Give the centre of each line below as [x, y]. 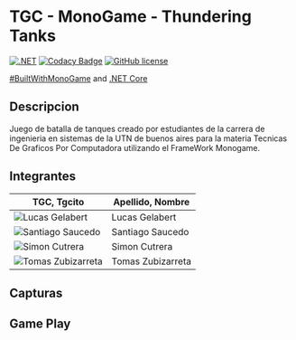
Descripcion [44, 107]
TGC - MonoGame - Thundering [131, 17]
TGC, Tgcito [58, 202]
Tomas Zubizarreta [152, 261]
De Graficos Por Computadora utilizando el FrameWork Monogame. [135, 147]
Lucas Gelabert [144, 217]
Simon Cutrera [142, 246]
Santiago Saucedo [150, 231]
